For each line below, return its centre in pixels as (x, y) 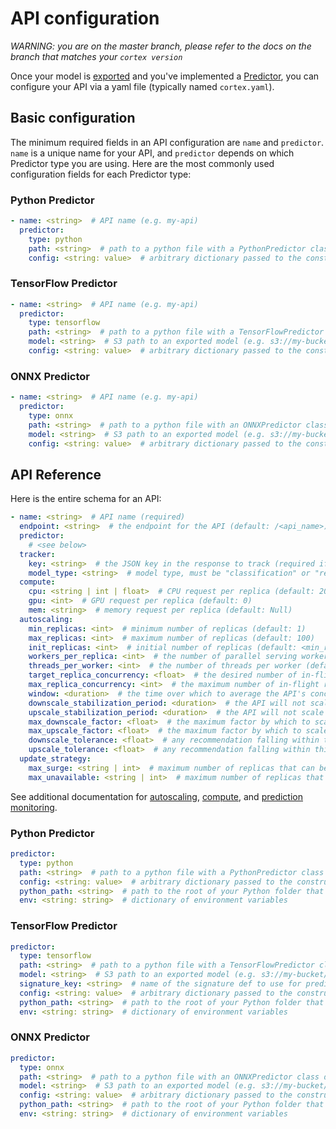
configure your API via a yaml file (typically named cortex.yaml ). (142, 86)
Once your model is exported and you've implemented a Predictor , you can (165, 76)
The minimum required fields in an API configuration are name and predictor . (167, 142)
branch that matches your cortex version (96, 56)
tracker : (37, 554)
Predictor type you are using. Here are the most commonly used (142, 163)
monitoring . (34, 807)
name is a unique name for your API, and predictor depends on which (152, 153)
